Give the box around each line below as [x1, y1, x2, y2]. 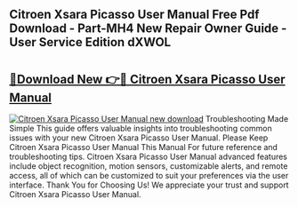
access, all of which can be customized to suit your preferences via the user [9, 171, 289, 180]
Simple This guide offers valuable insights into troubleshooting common [9, 123, 273, 133]
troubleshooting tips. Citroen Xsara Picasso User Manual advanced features [9, 151, 287, 162]
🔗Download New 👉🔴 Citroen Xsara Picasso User [9, 71, 286, 87]
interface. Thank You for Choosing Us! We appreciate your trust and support [9, 179, 289, 190]
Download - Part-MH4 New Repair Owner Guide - [9, 21, 287, 36]
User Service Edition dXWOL [9, 35, 172, 50]
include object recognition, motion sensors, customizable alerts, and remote [9, 161, 288, 171]
